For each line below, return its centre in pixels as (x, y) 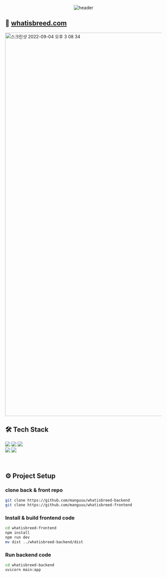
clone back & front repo (34, 490)
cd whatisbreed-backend (30, 565)
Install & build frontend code (40, 518)
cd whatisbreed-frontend (31, 528)
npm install (17, 533)
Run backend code (28, 555)
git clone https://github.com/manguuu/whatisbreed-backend (68, 500)
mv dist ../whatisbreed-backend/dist (44, 542)
